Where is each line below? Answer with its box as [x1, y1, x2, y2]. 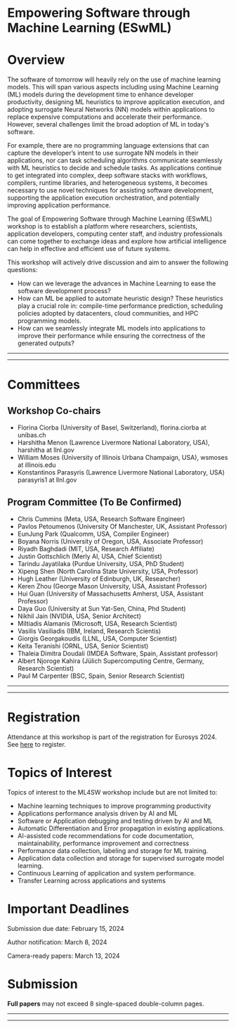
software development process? [17, 287, 111, 295]
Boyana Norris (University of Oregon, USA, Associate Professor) [17, 537, 204, 546]
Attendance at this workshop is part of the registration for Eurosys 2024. [7, 733, 217, 741]
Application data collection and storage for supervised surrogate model [17, 854, 225, 862]
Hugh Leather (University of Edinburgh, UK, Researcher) [17, 574, 181, 583]
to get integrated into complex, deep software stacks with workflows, [7, 171, 208, 180]
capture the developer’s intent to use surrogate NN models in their [7, 149, 199, 158]
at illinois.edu [17, 461, 56, 469]
